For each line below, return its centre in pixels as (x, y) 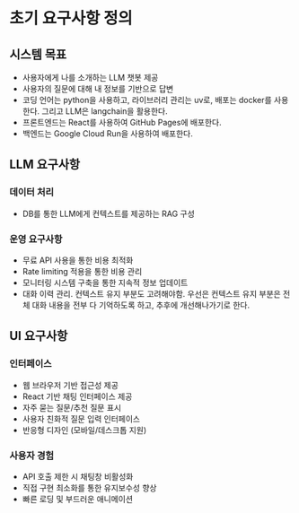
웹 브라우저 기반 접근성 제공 (70, 385)
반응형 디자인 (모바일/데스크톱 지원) (84, 430)
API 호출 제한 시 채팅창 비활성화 (78, 476)
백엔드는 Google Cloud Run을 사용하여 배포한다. (107, 134)
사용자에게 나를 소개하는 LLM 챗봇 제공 (90, 78)
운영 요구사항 (36, 239)
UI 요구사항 (39, 336)
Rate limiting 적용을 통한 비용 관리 (82, 271)
